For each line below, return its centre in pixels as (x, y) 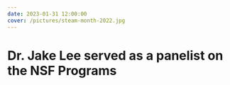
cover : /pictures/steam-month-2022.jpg (66, 21)
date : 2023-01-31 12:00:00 (47, 14)
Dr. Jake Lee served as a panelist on (115, 56)
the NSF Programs (62, 70)
